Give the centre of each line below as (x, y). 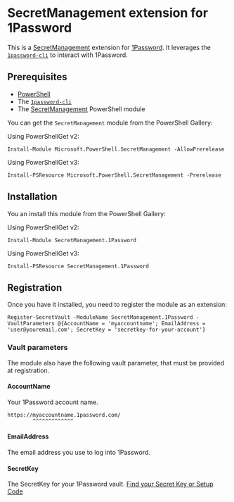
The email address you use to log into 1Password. (79, 453)
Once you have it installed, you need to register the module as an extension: (117, 305)
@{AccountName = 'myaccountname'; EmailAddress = (131, 324)
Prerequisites (37, 77)
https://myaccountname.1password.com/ (64, 415)
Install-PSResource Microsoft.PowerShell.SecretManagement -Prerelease (114, 175)
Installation (32, 197)
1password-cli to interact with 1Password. (67, 55)
